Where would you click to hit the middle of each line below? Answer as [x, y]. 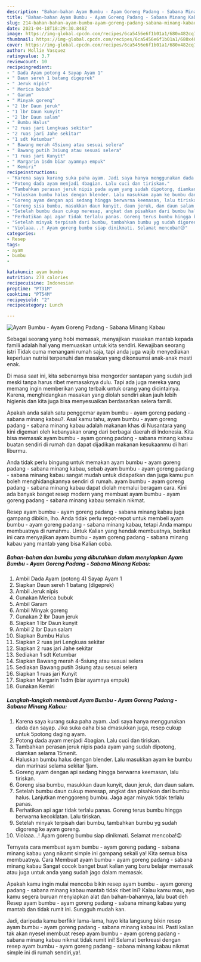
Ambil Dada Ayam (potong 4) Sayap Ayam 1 [69, 579]
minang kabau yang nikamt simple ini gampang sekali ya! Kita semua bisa [97, 853]
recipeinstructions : [33, 173]
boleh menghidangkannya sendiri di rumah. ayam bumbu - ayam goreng [95, 481]
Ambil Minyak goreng [41, 610]
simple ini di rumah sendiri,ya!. [44, 952]
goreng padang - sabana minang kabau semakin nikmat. [76, 500]
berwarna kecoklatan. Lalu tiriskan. [58, 816]
